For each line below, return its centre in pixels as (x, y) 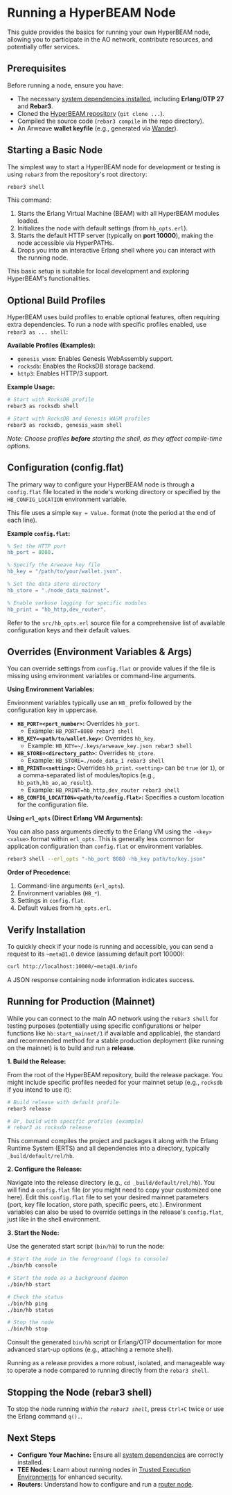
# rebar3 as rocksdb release (49, 1128)
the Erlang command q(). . (45, 1416)
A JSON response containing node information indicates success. (101, 979)
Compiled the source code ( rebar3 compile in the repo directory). (110, 121)
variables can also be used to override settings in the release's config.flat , (115, 1212)
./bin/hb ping (28, 1303)
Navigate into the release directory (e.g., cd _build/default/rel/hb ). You (111, 1183)
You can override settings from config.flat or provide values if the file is (111, 668)
